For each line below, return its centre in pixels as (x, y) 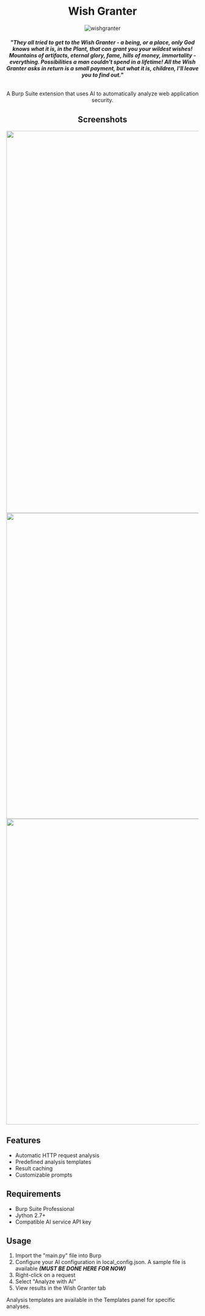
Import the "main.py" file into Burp (58, 1255)
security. (103, 100)
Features (23, 1141)
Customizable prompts (44, 1175)
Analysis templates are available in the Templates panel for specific (91, 1300)
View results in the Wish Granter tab (60, 1288)
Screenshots (103, 120)
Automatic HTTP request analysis (57, 1155)
